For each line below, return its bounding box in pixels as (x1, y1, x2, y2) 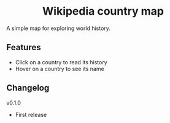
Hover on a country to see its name (15, 65, 104, 72)
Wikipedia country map (42, 4, 164, 18)
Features (6, 42, 41, 53)
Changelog (6, 83, 50, 93)
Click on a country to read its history (15, 58, 107, 65)
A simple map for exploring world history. (6, 24, 110, 32)
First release (15, 111, 47, 118)
